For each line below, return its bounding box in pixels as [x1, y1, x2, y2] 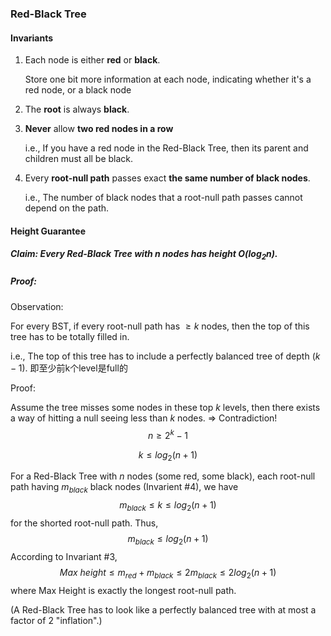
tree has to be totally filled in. [10, 330, 130, 342]
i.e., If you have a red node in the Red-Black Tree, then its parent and [24, 142, 309, 154]
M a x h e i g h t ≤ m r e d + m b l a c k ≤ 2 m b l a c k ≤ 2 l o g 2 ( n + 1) [59, 566, 277, 581]
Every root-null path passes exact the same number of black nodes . [24, 172, 311, 184]
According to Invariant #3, [10, 550, 118, 562]
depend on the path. [24, 202, 110, 214]
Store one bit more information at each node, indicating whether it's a [24, 73, 312, 86]
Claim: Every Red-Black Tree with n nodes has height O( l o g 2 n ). [10, 248, 278, 262]
